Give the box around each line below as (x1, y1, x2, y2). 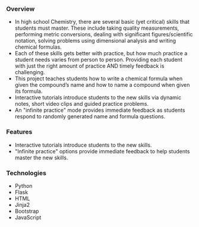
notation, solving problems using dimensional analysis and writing (14, 37, 176, 45)
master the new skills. (14, 154, 68, 161)
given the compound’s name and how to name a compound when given (14, 81, 190, 89)
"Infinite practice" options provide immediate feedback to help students (14, 147, 190, 155)
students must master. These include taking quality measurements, (14, 24, 179, 31)
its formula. (14, 88, 43, 95)
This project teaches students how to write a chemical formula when (14, 75, 183, 82)
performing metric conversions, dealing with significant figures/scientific (14, 31, 193, 38)
